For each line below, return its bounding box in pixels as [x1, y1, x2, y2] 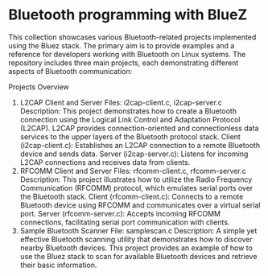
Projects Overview [8, 82, 70, 92]
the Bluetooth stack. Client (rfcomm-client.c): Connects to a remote [19, 192, 244, 201]
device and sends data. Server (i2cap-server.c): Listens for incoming [19, 149, 249, 159]
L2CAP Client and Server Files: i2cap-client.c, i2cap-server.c [19, 97, 223, 107]
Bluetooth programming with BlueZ [8, 6, 248, 24]
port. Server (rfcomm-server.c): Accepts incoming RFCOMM [19, 208, 221, 218]
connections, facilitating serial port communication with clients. [19, 217, 230, 227]
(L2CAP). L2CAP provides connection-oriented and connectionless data [19, 123, 259, 133]
